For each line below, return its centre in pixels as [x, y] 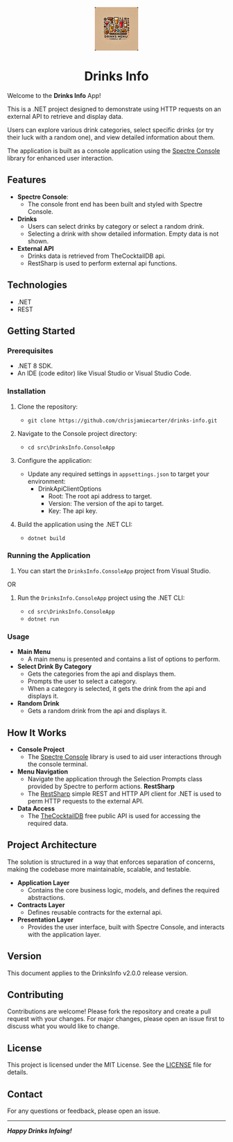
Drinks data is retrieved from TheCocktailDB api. [97, 256]
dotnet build [46, 538]
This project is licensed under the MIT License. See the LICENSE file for [110, 1065]
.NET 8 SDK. [35, 366]
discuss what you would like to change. [63, 1026]
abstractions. [46, 897]
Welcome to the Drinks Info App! [54, 95]
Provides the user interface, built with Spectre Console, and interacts [126, 927]
